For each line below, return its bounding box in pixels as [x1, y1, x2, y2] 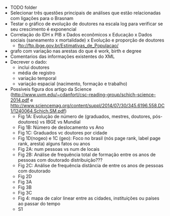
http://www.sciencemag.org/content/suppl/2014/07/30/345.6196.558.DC [10, 103, 165, 108]
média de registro [17, 70, 55, 76]
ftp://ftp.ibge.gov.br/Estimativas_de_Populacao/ [17, 43, 119, 48]
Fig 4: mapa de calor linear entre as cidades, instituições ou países [17, 195, 160, 201]
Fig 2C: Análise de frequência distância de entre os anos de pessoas [17, 163, 163, 168]
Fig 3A [17, 179, 32, 185]
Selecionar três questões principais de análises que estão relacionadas [10, 10, 161, 16]
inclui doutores [17, 64, 50, 70]
